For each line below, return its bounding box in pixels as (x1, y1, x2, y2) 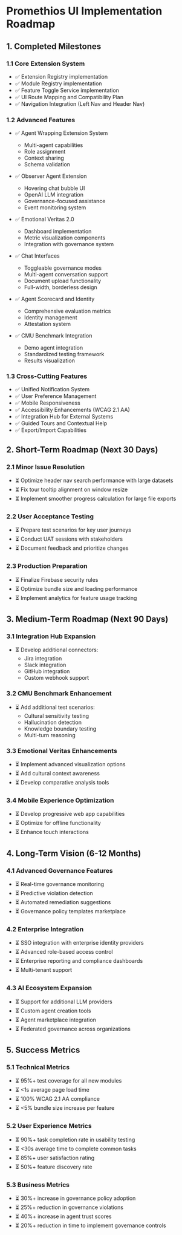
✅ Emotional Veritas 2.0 (15, 216, 74, 223)
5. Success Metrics (6, 1045, 80, 1055)
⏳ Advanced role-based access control (15, 948, 113, 956)
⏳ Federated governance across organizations (15, 1025, 131, 1032)
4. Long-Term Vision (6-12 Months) (6, 848, 141, 858)
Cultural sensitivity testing (24, 712, 89, 719)
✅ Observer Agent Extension (15, 172, 87, 180)
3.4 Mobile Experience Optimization (6, 796, 114, 804)
